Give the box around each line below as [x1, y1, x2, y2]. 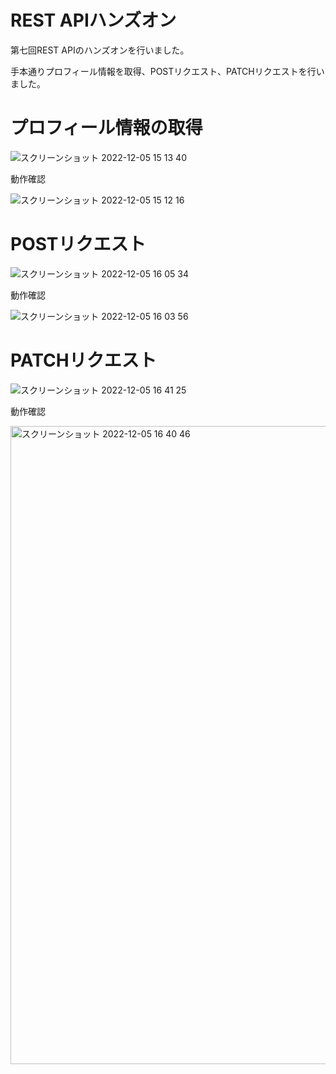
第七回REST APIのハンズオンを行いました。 [10, 44, 190, 56]
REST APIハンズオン [10, 9, 177, 32]
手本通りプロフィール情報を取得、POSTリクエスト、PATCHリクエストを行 [10, 65, 317, 77]
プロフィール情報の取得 [10, 117, 203, 140]
